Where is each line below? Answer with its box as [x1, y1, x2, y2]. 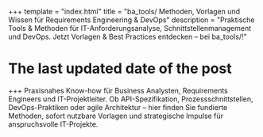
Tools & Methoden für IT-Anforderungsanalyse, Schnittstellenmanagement [8, 24, 252, 32]
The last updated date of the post [8, 59, 232, 78]
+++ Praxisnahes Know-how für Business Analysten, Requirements [8, 86, 228, 95]
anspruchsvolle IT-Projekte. [8, 119, 99, 129]
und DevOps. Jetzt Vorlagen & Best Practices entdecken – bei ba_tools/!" [8, 32, 248, 41]
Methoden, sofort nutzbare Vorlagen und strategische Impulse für [8, 111, 224, 120]
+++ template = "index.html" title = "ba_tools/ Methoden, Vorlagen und [8, 7, 241, 16]
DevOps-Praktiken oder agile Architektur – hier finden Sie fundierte [8, 102, 228, 112]
